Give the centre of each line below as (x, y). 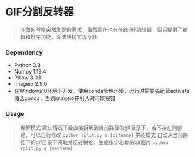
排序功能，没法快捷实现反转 (64, 36)
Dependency (24, 52)
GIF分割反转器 (40, 12)
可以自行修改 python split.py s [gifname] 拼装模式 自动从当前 (107, 135)
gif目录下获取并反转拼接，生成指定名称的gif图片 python (102, 142)
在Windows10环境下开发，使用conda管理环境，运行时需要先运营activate (102, 91)
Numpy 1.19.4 (30, 72)
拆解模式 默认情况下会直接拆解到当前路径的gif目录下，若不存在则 (98, 128)
